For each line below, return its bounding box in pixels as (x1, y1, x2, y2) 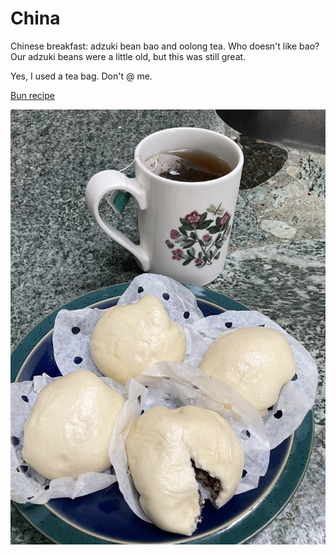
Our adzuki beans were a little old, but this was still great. (10, 50, 247, 62)
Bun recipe (10, 89, 55, 101)
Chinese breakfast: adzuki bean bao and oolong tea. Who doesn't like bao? (10, 40, 320, 52)
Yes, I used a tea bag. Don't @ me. (10, 70, 153, 82)
